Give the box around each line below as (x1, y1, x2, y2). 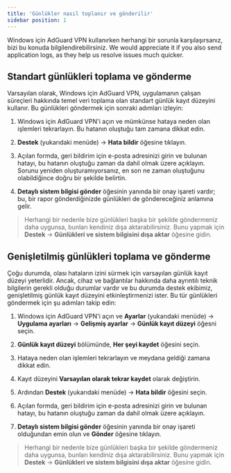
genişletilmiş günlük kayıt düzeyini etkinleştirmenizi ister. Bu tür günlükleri (7, 291, 218, 300)
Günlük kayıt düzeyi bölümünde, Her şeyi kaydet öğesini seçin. (17, 340, 200, 348)
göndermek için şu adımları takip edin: (7, 298, 117, 307)
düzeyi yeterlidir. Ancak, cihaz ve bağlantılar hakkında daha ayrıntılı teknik (7, 276, 218, 285)
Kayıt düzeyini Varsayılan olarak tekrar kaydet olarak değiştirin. (17, 375, 200, 383)
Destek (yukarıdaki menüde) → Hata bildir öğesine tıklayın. (17, 138, 187, 147)
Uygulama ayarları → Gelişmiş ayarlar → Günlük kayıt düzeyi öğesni (17, 319, 217, 328)
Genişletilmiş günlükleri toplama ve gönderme (7, 250, 211, 262)
